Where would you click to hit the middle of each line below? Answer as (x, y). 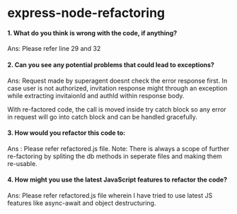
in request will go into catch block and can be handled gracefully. (103, 117)
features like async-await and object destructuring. (82, 203)
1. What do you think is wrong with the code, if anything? (92, 32)
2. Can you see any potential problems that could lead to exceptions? (111, 64)
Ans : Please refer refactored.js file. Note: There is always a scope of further (118, 148)
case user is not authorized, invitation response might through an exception (117, 88)
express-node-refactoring (86, 13)
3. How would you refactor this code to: (67, 133)
